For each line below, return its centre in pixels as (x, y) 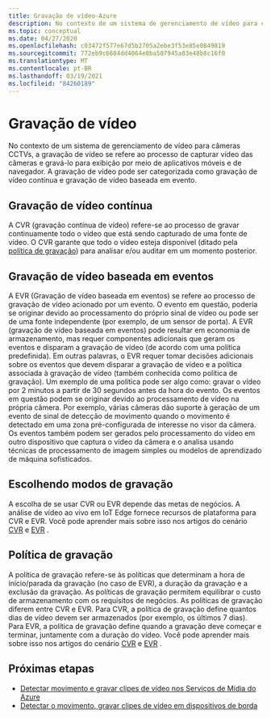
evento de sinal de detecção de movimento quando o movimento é (119, 416)
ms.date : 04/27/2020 (43, 38)
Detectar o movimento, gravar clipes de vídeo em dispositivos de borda (139, 705)
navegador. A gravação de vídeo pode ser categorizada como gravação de (133, 171)
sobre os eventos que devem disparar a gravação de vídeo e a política (125, 365)
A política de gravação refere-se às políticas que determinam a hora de (127, 574)
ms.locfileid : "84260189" (52, 83)
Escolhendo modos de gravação (91, 485)
